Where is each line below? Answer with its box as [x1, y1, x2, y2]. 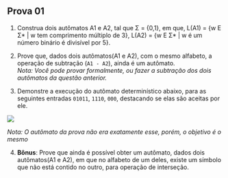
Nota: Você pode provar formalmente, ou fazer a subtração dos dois [16, 66, 212, 74]
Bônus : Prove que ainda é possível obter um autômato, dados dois [16, 148, 205, 157]
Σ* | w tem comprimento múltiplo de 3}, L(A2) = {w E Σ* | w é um [16, 31, 203, 39]
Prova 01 [7, 5, 45, 17]
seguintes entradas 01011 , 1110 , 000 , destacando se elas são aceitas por [16, 94, 220, 102]
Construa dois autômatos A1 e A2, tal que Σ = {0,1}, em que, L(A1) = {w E [16, 23, 221, 32]
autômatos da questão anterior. [16, 74, 107, 82]
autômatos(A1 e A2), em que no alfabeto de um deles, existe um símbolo [16, 155, 221, 164]
